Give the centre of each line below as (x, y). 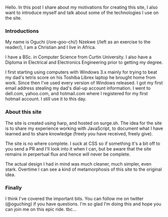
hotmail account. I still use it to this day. (46, 99)
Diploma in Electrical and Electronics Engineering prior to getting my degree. (84, 62)
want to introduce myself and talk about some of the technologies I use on (82, 13)
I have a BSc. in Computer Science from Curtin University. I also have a (78, 57)
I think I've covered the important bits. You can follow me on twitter (74, 198)
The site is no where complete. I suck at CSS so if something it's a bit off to (83, 143)
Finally (14, 187)
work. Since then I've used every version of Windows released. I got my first (84, 83)
